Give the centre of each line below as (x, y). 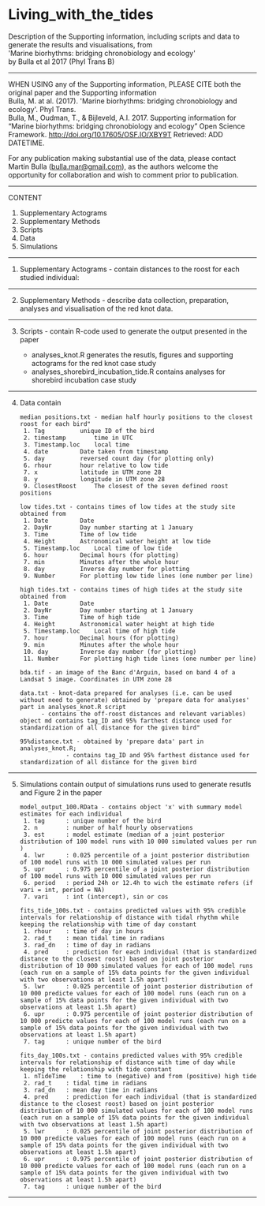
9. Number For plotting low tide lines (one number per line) (138, 576)
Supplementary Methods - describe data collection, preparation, (124, 300)
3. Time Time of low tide (80, 534)
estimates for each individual (71, 814)
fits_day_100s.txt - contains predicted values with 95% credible (131, 1055)
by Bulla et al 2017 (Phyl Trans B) (62, 62)
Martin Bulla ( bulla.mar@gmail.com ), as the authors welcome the (113, 166)
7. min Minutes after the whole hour (101, 562)
